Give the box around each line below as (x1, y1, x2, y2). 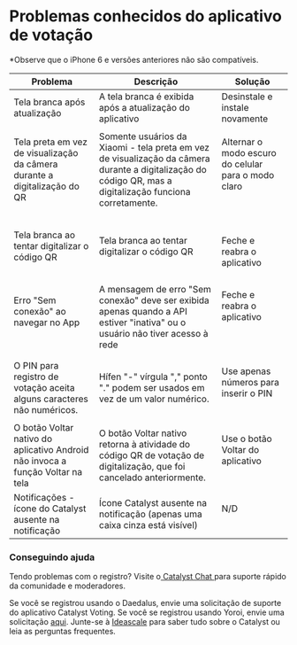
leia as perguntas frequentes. (9, 626, 117, 637)
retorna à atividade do (98, 438, 191, 450)
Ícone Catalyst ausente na (98, 496, 208, 509)
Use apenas (221, 365, 271, 377)
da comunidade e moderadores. (9, 580, 126, 591)
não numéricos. (13, 403, 79, 416)
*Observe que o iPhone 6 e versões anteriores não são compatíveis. (9, 54, 259, 65)
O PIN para (13, 359, 59, 371)
